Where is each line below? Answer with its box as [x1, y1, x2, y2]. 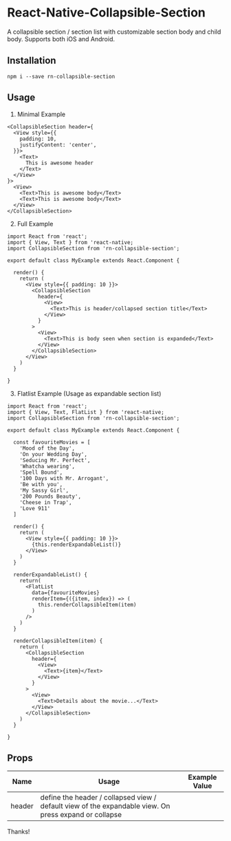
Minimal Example [16, 110, 66, 118]
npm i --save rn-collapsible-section [7, 73, 115, 80]
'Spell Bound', [19, 469, 63, 476]
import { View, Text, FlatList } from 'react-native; [7, 408, 165, 415]
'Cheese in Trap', [19, 499, 72, 506]
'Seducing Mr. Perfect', [19, 457, 91, 463]
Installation [7, 55, 56, 67]
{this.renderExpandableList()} [32, 541, 122, 548]
